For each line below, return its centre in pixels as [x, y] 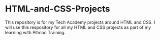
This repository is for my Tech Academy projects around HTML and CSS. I [80, 22]
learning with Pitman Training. [35, 32]
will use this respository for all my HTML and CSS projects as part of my [78, 27]
